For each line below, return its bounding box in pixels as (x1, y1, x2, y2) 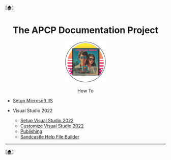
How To (77, 87, 94, 94)
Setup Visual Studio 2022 (20, 117, 74, 123)
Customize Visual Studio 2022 (20, 123, 84, 129)
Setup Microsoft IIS (12, 97, 53, 104)
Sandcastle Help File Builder (20, 133, 80, 140)
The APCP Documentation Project (12, 25, 159, 36)
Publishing (20, 128, 43, 134)
